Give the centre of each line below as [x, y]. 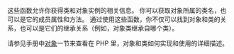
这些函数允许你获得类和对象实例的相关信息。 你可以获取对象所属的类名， [114, 10]
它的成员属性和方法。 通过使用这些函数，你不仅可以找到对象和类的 [123, 19]
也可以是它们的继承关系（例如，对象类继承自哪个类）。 [99, 28]
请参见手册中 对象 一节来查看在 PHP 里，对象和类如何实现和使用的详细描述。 [118, 43]
